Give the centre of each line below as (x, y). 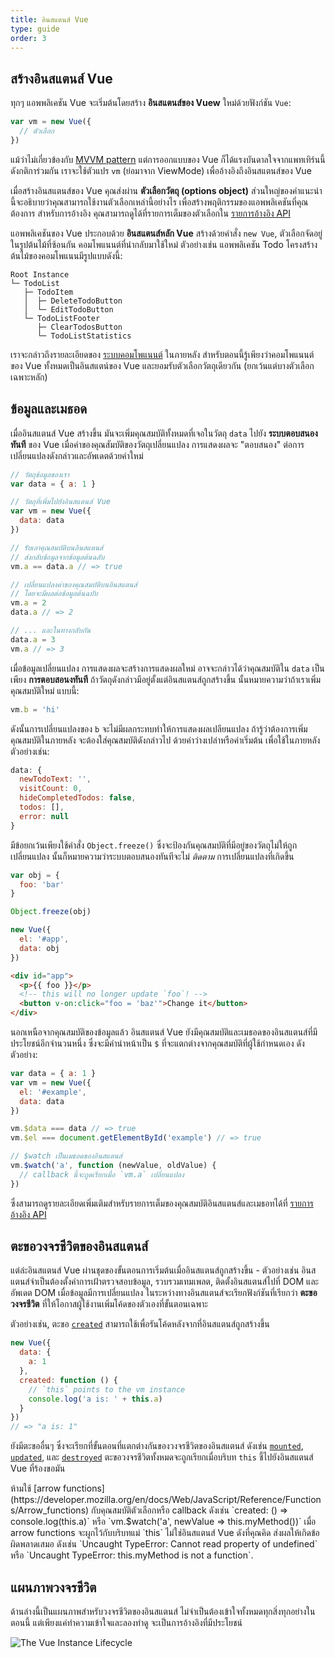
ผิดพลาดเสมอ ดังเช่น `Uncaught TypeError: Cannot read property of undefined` (164, 1544)
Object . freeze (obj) (51, 912)
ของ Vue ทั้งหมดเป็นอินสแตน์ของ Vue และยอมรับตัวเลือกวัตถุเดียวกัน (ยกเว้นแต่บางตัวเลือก (162, 365)
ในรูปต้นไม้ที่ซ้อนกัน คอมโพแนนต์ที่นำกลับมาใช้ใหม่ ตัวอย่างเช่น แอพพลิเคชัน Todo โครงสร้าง (164, 244)
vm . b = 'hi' (35, 709)
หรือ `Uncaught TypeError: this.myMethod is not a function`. (132, 1555)
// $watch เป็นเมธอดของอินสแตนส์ (66, 1156)
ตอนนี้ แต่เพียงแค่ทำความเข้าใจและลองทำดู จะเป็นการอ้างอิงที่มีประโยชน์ (126, 1622)
